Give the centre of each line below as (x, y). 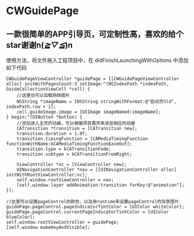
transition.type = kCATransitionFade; (64, 149)
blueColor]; (21, 217)
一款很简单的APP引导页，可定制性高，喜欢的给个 (95, 34)
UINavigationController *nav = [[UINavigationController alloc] (97, 169)
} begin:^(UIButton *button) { (44, 117)
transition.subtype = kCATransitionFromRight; (74, 154)
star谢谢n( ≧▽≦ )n (40, 45)
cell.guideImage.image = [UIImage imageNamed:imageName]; (89, 112)
